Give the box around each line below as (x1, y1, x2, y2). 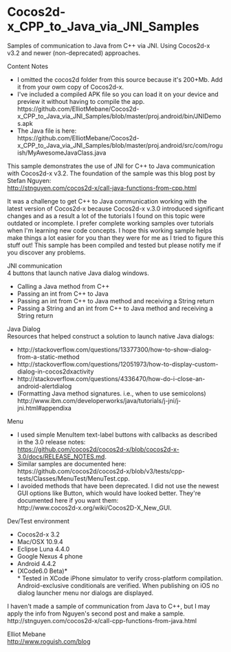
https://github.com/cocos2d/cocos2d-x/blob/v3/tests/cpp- (16, 467, 186, 475)
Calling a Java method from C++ (16, 282, 110, 290)
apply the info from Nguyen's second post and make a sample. (7, 609, 186, 618)
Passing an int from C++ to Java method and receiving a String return (16, 296, 214, 305)
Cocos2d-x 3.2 (16, 530, 60, 539)
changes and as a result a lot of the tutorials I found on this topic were (7, 211, 206, 220)
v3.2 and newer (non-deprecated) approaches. (7, 49, 141, 57)
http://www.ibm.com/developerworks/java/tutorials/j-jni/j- (16, 396, 181, 404)
